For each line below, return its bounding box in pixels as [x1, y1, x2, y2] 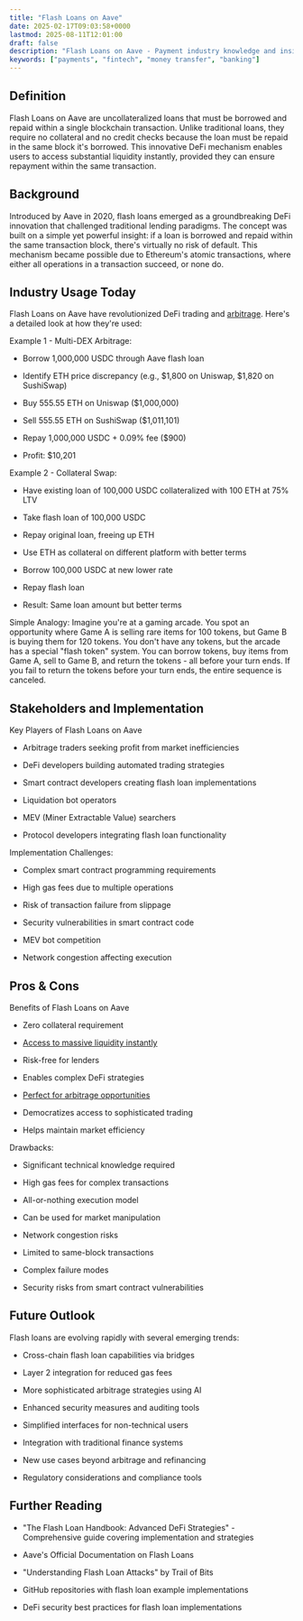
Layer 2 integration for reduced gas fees [22, 1366, 173, 1377]
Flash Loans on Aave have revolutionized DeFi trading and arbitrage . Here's [9, 309, 290, 320]
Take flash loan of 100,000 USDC [22, 512, 146, 523]
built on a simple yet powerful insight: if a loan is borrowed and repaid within [9, 229, 293, 240]
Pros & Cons [9, 978, 79, 994]
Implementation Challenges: [9, 848, 114, 858]
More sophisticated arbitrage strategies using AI [22, 1385, 202, 1395]
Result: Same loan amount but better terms [22, 599, 182, 610]
